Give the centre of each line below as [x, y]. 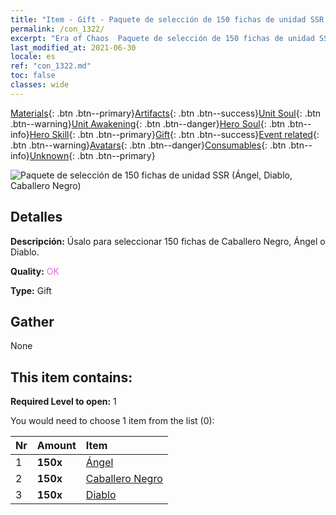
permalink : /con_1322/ [57, 29]
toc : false [33, 76]
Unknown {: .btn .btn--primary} [92, 155]
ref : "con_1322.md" [51, 66]
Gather [32, 321]
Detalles [36, 217]
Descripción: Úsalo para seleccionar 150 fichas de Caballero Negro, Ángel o [168, 241]
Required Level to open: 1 [63, 402]
